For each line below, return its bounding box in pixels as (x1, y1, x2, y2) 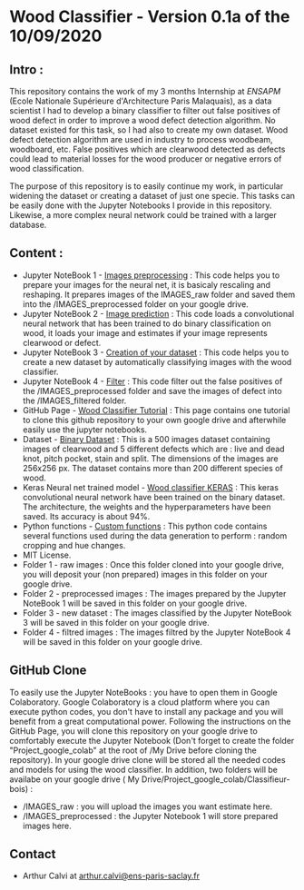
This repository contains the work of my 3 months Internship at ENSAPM (9, 86, 281, 96)
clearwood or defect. (22, 337, 102, 348)
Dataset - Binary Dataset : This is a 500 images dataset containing (22, 433, 270, 444)
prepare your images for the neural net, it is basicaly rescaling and (22, 279, 270, 290)
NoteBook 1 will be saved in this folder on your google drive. (22, 598, 248, 608)
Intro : (9, 62, 44, 77)
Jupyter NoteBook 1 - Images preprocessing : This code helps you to (22, 270, 280, 281)
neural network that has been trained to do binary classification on (22, 318, 272, 329)
